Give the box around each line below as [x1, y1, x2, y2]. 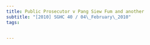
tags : [6, 19, 20, 25]
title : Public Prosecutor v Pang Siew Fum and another [6, 8, 145, 15]
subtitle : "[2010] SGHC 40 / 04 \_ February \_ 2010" [6, 14, 132, 20]
